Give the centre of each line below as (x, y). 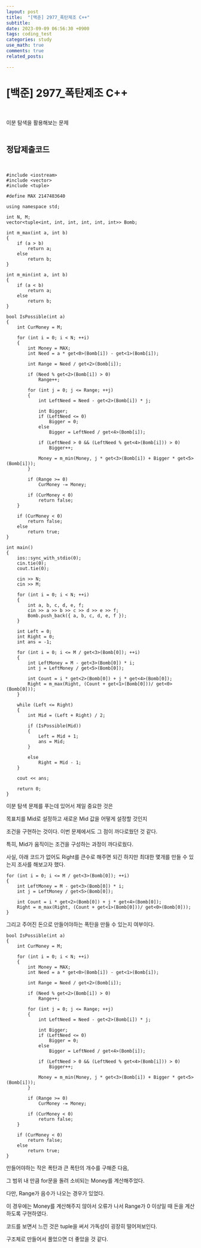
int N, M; (19, 217)
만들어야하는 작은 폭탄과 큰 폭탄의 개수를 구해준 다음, (68, 1168)
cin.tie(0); (32, 563)
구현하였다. (35, 1214)
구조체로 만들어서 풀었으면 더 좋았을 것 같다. (57, 1239)
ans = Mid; (52, 742)
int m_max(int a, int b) (37, 233)
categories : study (29, 40)
